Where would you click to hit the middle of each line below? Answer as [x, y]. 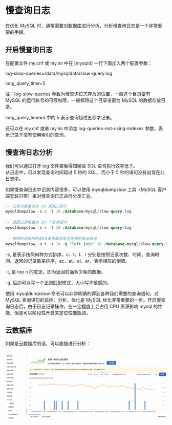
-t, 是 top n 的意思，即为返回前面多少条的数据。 [56, 271]
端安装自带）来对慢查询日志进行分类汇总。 [50, 196]
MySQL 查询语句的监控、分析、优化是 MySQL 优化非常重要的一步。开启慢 [83, 300]
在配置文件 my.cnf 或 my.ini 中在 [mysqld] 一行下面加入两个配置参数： [79, 63]
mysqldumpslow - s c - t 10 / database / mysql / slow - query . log [68, 211]
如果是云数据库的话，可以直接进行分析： [48, 344]
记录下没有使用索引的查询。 [39, 135]
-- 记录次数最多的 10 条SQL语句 [36, 206]
